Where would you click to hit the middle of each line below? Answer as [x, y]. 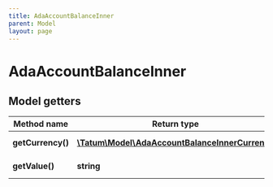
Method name [41, 124]
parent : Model [32, 24]
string [89, 166]
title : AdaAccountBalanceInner [61, 16]
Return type [175, 124]
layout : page [30, 31]
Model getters [45, 101]
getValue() [34, 166]
